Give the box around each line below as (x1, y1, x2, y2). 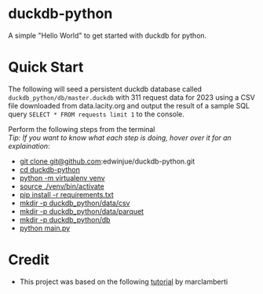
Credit (8, 251, 49, 269)
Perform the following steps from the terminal (8, 124, 155, 134)
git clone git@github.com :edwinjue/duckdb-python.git (19, 156, 195, 166)
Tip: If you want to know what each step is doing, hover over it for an (8, 133, 232, 142)
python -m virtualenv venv (19, 173, 105, 182)
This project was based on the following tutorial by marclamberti (19, 277, 228, 286)
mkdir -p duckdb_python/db (19, 215, 111, 224)
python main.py (19, 223, 71, 233)
